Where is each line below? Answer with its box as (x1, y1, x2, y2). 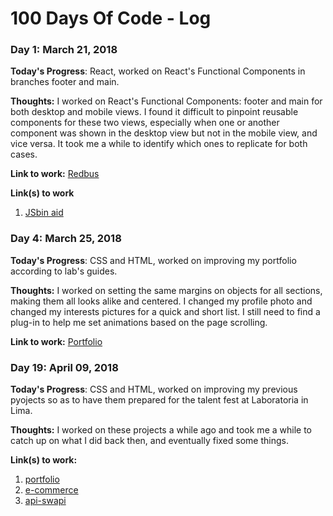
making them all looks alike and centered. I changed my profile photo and (10, 295, 313, 307)
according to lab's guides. (10, 265, 118, 277)
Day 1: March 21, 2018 (10, 43, 118, 57)
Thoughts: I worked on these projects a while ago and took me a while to (10, 424, 312, 436)
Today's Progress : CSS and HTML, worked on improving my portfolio (10, 254, 297, 266)
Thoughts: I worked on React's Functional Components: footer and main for (10, 95, 323, 107)
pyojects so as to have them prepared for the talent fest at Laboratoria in (10, 394, 309, 406)
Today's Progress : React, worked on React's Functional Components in (10, 65, 306, 77)
